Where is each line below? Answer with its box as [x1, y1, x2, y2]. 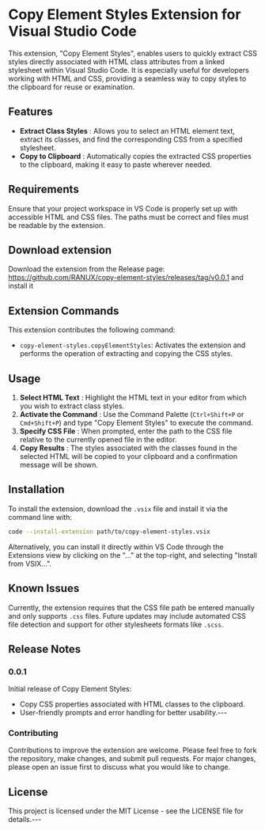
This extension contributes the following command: [8, 325, 176, 335]
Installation [8, 483, 65, 496]
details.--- [8, 815, 42, 824]
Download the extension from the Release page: [8, 264, 165, 274]
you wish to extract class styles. [19, 401, 125, 411]
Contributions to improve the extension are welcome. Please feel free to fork [8, 745, 257, 755]
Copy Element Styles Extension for [8, 6, 241, 24]
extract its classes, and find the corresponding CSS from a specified [19, 135, 243, 144]
